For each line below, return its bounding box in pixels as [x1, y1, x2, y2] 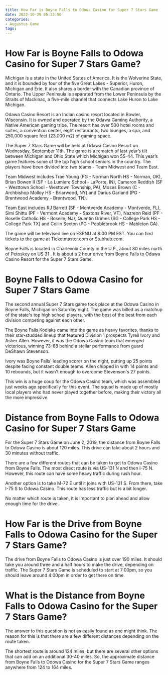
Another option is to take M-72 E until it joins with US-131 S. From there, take [5, 480, 163, 486]
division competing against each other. [5, 317, 85, 323]
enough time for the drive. [5, 501, 59, 507]
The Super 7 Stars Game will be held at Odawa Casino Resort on [5, 143, 138, 149]
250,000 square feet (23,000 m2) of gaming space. [5, 133, 112, 139]
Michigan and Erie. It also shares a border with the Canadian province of [5, 86, 154, 92]
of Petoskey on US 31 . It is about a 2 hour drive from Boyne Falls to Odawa [5, 251, 160, 257]
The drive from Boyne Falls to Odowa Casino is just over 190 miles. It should [5, 556, 162, 562]
